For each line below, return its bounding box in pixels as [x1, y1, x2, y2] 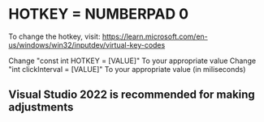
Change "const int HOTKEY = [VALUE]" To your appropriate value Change [8, 56, 257, 65]
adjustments [8, 100, 74, 114]
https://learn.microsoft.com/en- [102, 32, 209, 41]
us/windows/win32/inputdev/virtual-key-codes [8, 40, 166, 49]
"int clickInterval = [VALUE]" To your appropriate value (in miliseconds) [8, 64, 246, 74]
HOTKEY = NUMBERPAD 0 [8, 5, 189, 23]
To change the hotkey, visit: [8, 32, 101, 41]
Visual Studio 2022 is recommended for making [8, 88, 256, 102]
